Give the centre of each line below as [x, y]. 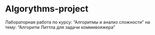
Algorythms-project [47, 9]
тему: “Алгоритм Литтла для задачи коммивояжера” [60, 27]
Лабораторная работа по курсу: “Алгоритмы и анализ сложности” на [78, 22]
